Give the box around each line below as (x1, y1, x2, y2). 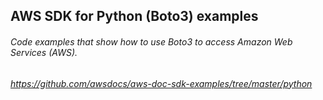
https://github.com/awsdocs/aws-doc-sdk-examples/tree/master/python (10, 77, 313, 89)
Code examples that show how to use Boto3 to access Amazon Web (10, 35, 293, 48)
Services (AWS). (10, 46, 78, 58)
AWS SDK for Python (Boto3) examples (10, 8, 259, 25)
